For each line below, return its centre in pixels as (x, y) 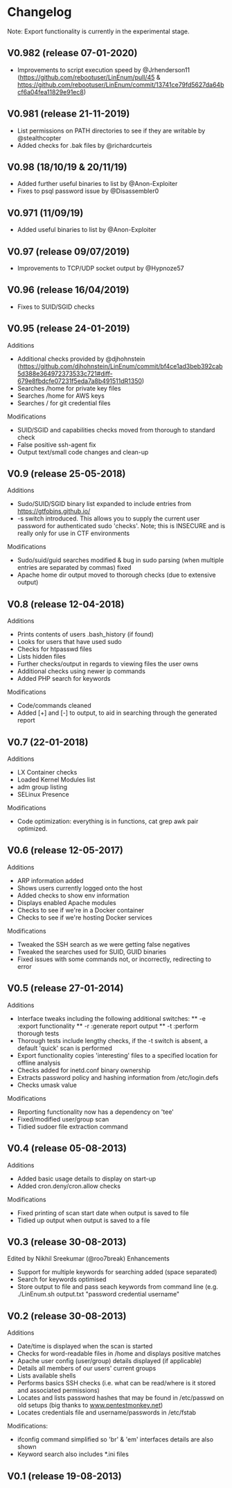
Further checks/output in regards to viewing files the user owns (108, 664)
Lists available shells (46, 1376)
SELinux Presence (43, 795)
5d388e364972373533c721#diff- (65, 373)
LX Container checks (47, 772)
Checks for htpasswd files (54, 649)
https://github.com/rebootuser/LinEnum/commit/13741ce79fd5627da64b (121, 85)
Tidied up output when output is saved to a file (83, 1220)
